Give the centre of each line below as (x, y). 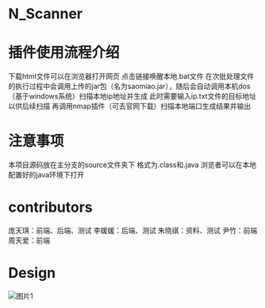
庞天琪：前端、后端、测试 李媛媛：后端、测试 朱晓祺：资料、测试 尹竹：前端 (133, 230)
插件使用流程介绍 (64, 53)
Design (32, 273)
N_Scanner (46, 14)
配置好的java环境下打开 (46, 175)
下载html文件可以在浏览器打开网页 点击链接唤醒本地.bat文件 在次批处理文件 (131, 76)
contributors (50, 207)
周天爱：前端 (29, 240)
